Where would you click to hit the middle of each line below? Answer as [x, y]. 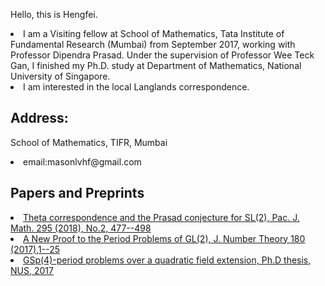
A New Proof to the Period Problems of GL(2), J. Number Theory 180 [164, 238]
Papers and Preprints [77, 193]
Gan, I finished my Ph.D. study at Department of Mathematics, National [156, 65]
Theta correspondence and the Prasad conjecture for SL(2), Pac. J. [161, 217]
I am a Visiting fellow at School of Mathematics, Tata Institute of [154, 33]
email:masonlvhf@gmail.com [82, 161]
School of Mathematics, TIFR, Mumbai [89, 142]
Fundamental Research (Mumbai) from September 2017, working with [153, 44]
